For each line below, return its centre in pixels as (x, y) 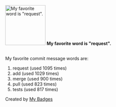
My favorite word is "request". (79, 43)
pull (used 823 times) (34, 84)
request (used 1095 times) (39, 68)
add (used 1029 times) (36, 73)
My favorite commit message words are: (47, 58)
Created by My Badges (29, 99)
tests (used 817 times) (35, 89)
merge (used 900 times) (37, 79)
